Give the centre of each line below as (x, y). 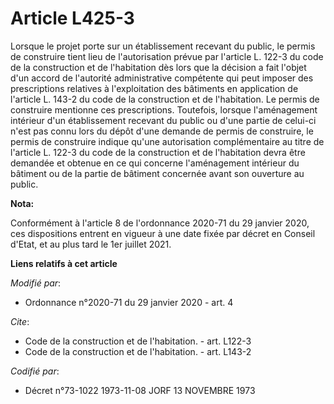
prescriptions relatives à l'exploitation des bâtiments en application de (154, 88)
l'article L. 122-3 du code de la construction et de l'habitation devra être (158, 152)
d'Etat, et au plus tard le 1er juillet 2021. (91, 244)
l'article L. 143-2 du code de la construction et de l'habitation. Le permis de (165, 99)
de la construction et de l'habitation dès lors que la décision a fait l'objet (158, 67)
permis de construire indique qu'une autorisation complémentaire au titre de (167, 141)
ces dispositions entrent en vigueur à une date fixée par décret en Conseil (163, 233)
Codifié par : (35, 371)
